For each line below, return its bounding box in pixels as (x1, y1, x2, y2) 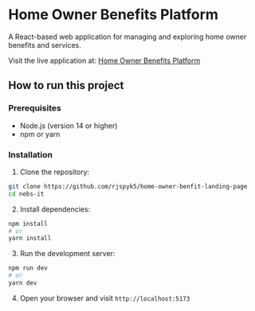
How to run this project (8, 79, 124, 92)
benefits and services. (8, 40, 82, 49)
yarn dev (8, 279, 37, 287)
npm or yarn (19, 129, 61, 138)
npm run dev (8, 264, 48, 272)
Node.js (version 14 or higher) (19, 121, 118, 130)
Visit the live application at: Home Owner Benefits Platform (8, 56, 201, 65)
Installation (8, 149, 53, 160)
